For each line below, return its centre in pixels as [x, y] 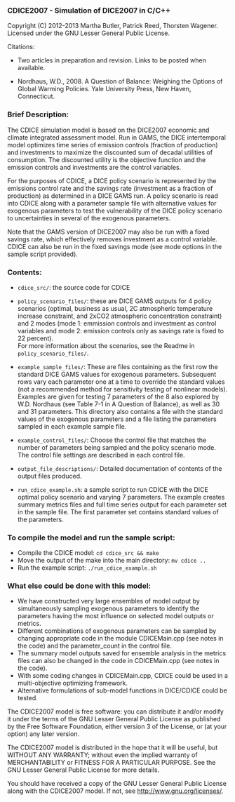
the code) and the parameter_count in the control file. [94, 646]
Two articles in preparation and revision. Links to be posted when [112, 60]
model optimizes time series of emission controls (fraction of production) [113, 145]
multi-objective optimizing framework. [73, 683]
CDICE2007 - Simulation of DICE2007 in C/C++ [89, 11]
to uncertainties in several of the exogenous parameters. [89, 218]
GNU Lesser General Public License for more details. [83, 770]
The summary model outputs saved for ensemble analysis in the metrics [122, 653]
